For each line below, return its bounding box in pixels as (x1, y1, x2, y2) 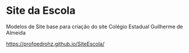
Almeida (6, 29, 26, 36)
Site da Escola (6, 4, 76, 17)
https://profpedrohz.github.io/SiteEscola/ (6, 40, 105, 47)
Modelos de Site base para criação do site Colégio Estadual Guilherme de (6, 23, 183, 30)
